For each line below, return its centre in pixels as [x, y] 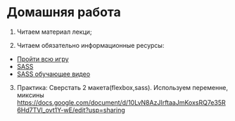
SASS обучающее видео [53, 74]
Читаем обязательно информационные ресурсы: [90, 45]
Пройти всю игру [43, 59]
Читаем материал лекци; [54, 32]
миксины [30, 95]
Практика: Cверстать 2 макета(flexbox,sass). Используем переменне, [122, 87]
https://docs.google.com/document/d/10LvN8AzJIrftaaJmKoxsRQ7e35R [121, 102]
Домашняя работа [64, 12]
